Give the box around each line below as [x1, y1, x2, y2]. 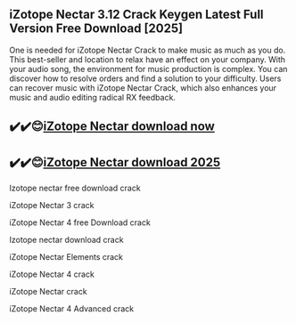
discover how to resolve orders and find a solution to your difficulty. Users [9, 73, 282, 84]
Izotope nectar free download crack [9, 182, 141, 194]
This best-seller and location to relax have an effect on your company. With [9, 53, 285, 65]
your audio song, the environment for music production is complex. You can [9, 63, 288, 74]
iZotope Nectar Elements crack [9, 252, 123, 262]
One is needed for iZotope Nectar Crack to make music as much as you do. [9, 44, 286, 55]
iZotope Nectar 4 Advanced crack [9, 303, 135, 314]
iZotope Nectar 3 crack [9, 200, 95, 211]
